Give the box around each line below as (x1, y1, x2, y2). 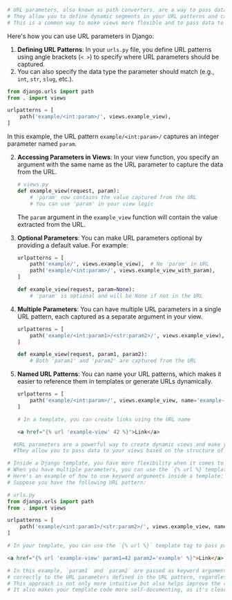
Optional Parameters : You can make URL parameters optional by (17, 234, 202, 242)
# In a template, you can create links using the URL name (17, 415, 191, 423)
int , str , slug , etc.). (17, 75, 74, 83)
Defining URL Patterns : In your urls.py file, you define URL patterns (17, 45, 212, 53)
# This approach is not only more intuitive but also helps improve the (7, 580, 221, 587)
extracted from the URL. (17, 220, 86, 228)
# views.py (17, 181, 49, 188)
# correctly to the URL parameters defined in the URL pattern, (7, 574, 196, 581)
